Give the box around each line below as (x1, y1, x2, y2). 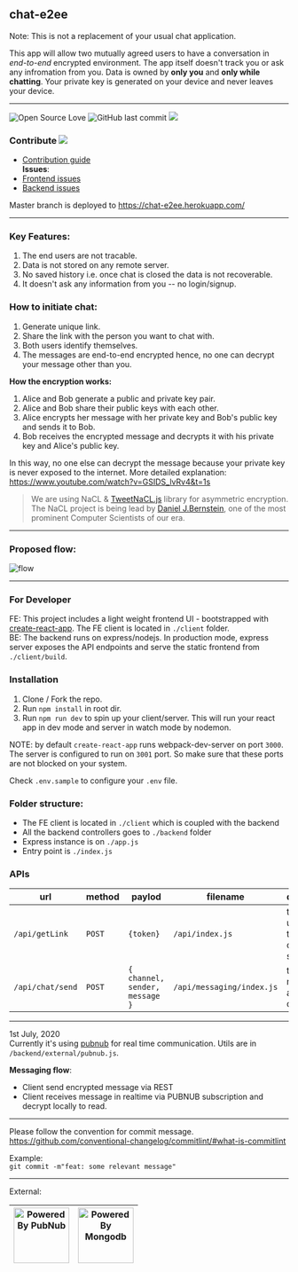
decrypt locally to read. (21, 1101, 107, 1111)
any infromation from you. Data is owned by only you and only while (9, 67, 261, 77)
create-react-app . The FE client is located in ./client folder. (9, 623, 231, 633)
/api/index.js (172, 929, 233, 939)
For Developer (9, 593, 72, 606)
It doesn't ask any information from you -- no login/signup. (21, 279, 237, 289)
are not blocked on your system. (9, 758, 128, 768)
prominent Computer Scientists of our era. (30, 512, 185, 522)
